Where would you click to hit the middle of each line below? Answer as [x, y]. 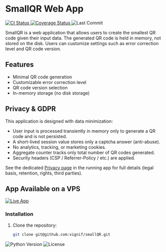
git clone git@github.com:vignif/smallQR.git [61, 234]
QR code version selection [40, 88]
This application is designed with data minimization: [59, 121]
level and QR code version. [33, 49]
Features [19, 65]
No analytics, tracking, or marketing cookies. [59, 147]
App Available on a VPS [43, 188]
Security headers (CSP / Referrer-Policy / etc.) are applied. [74, 158]
